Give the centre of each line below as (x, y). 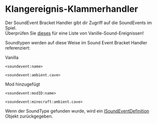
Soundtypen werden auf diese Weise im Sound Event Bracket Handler (76, 42)
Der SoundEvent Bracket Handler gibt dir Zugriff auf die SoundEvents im (78, 23)
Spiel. (11, 28)
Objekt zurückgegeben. (29, 116)
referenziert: (18, 48)
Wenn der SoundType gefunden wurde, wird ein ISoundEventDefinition (77, 111)
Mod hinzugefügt (23, 84)
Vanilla (12, 57)
